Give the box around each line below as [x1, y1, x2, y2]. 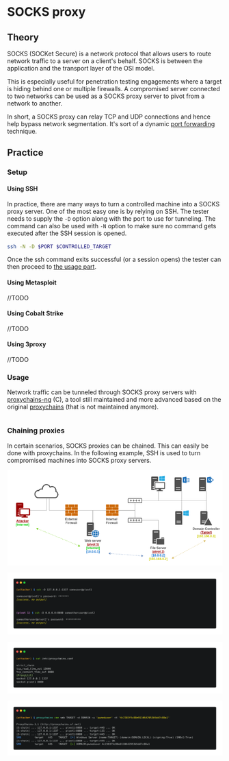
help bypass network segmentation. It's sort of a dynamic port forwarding [7, 120, 215, 128]
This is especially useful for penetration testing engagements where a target [7, 77, 222, 86]
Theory [7, 32, 40, 43]
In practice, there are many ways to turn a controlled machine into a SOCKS [7, 200, 220, 208]
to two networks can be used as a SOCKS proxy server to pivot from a [7, 92, 205, 100]
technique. [7, 128, 38, 135]
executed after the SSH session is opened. [7, 229, 127, 237]
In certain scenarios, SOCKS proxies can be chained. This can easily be [7, 442, 208, 450]
